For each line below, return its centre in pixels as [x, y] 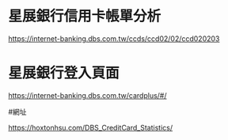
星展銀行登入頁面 [64, 73]
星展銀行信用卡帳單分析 [85, 16]
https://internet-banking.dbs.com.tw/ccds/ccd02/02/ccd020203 [114, 38]
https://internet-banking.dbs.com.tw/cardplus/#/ [88, 95]
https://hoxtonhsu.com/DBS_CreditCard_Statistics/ [90, 127]
